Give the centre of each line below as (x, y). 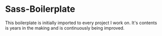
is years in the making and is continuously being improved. (65, 28)
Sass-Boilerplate (40, 9)
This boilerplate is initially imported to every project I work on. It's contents (81, 23)
